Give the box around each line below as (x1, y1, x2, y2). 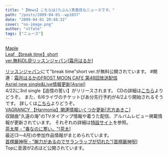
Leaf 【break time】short (5, 51, 59, 57)
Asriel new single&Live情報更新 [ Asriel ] (5, 81, 86, 87)
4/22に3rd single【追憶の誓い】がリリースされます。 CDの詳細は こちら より (5, 88, 164, 93)
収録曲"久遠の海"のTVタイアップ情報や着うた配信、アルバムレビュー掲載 (5, 113, 158, 119)
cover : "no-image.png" (5, 21, 53, 27)
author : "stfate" (5, 27, 42, 32)
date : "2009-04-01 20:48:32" (5, 17, 67, 22)
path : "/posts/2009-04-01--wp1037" (5, 12, 81, 17)
